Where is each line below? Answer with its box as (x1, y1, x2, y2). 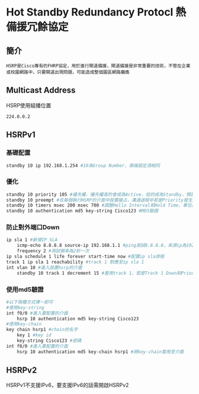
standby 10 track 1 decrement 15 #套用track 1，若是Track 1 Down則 (17, 270, 182, 276)
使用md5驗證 (6, 285, 44, 294)
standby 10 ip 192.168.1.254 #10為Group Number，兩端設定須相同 (6, 163, 160, 169)
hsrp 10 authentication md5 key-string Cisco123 (17, 316, 139, 322)
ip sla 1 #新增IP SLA (6, 237, 58, 243)
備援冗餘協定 (6, 20, 69, 34)
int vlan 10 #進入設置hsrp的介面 (6, 265, 82, 271)
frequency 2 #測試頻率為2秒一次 (17, 248, 90, 254)
